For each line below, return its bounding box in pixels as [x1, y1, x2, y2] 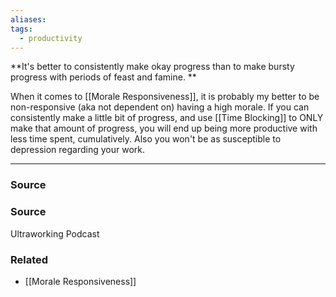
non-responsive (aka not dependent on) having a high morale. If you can [10, 101, 310, 113]
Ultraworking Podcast [10, 227, 100, 240]
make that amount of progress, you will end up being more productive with [10, 122, 318, 135]
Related [10, 252, 49, 266]
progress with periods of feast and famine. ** [10, 71, 197, 83]
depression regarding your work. [10, 144, 146, 156]
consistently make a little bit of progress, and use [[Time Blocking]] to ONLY [10, 112, 324, 124]
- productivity [19, 33, 83, 43]
